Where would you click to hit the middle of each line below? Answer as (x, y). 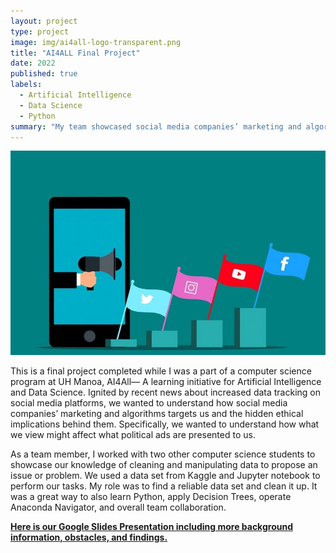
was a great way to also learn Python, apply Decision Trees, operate (151, 496)
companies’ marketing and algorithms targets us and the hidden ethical (157, 413)
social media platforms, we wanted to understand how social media (149, 402)
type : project (40, 31)
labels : (26, 85)
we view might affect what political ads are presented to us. (133, 434)
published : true (44, 74)
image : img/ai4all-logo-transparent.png (96, 42)
